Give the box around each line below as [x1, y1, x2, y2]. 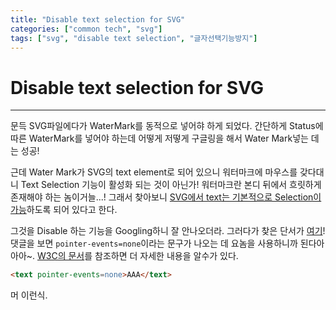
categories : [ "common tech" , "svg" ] [10, 24, 163, 34]
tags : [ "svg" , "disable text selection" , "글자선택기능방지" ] [10, 33, 258, 43]
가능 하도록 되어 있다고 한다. [10, 204, 118, 216]
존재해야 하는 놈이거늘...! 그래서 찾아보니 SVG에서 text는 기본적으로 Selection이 [10, 191, 322, 203]
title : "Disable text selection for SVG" [10, 14, 186, 25]
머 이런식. [10, 289, 48, 301]
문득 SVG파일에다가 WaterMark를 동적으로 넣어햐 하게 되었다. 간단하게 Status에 [10, 120, 324, 132]
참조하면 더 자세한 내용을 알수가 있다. [94, 250, 239, 262]
